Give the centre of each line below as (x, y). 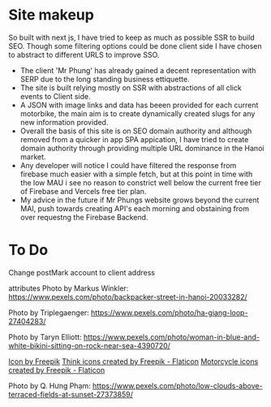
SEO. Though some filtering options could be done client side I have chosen (135, 45)
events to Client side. (55, 96)
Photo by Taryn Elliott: (45, 337)
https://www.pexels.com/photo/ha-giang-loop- (169, 312)
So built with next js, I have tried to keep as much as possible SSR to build (132, 37)
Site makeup (52, 15)
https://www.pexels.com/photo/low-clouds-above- (177, 385)
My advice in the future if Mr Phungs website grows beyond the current (140, 200)
